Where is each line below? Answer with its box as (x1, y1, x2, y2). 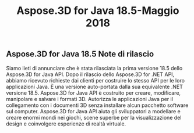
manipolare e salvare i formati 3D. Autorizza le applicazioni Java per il (6, 95, 174, 102)
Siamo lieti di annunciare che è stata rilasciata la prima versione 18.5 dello (6, 64, 183, 71)
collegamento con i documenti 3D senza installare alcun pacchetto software (6, 102, 189, 109)
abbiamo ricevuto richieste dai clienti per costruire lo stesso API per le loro (6, 77, 185, 84)
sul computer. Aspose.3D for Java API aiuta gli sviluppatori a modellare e (6, 107, 181, 114)
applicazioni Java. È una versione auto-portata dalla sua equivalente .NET (6, 83, 184, 90)
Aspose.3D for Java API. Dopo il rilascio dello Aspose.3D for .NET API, (6, 71, 175, 78)
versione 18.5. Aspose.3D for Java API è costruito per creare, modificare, (6, 89, 181, 96)
